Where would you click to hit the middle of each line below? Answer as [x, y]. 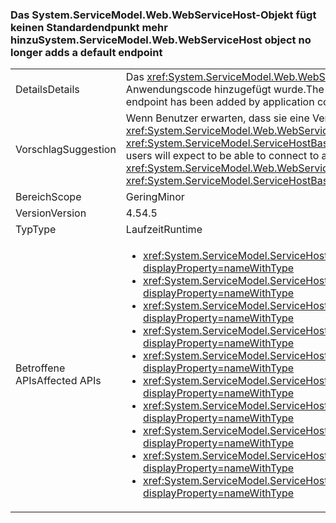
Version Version [51, 213]
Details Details [47, 90]
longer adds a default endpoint [86, 52]
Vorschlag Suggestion [66, 150]
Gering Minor [155, 197]
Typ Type [36, 230]
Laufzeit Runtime [164, 230]
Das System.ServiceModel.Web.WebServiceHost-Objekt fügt [163, 15]
